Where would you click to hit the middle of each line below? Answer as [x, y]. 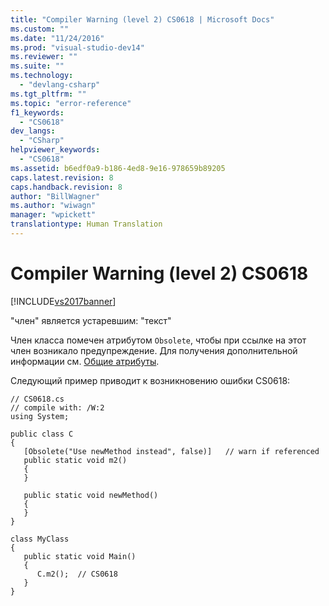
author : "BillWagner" [55, 196]
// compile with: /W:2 [57, 407]
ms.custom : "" [40, 29]
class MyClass [40, 539]
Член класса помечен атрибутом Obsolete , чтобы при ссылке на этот [158, 340]
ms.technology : [42, 76]
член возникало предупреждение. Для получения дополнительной [154, 350]
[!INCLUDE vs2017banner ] [63, 301]
